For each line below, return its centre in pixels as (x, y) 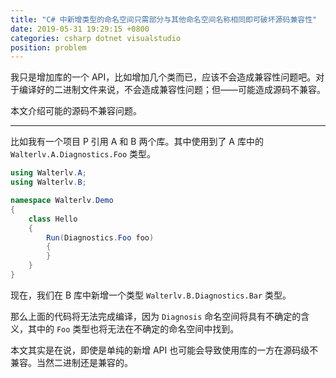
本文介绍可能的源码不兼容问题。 (76, 111)
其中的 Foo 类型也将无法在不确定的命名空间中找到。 (133, 328)
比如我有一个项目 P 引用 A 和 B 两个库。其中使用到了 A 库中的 (137, 142)
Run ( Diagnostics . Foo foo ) (100, 237)
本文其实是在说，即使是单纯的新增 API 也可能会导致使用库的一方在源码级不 (164, 350)
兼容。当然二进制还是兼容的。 (71, 362)
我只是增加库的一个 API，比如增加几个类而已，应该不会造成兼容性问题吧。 (163, 77)
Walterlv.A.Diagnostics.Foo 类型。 (83, 154)
